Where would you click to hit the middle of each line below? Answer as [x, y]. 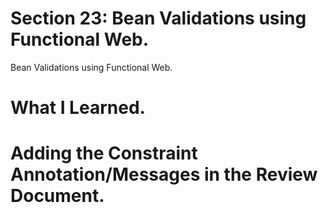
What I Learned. [78, 108]
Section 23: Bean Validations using [158, 18]
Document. [57, 196]
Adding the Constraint [104, 153]
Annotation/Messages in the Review [164, 174]
